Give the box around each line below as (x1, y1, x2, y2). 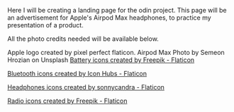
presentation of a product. (7, 21, 84, 29)
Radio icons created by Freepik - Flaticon (7, 97, 128, 105)
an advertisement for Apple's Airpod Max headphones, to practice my (7, 13, 211, 22)
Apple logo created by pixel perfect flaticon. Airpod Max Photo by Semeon (7, 49, 225, 56)
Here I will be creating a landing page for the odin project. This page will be (7, 6, 227, 14)
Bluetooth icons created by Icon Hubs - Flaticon (7, 70, 147, 77)
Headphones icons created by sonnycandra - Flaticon (7, 83, 165, 91)
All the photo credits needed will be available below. (7, 35, 160, 43)
